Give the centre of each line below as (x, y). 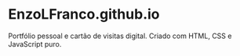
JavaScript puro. (35, 44)
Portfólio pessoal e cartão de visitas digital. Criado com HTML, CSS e (120, 36)
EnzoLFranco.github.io (84, 14)
